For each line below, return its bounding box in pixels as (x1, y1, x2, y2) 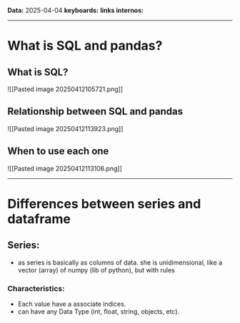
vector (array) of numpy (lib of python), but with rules (17, 265, 175, 274)
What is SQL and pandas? (7, 38, 163, 54)
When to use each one (7, 145, 109, 158)
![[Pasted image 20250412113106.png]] (7, 164, 123, 173)
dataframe (7, 210, 71, 227)
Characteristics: (7, 283, 65, 293)
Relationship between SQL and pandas (7, 106, 184, 118)
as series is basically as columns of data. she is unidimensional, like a (17, 258, 223, 267)
